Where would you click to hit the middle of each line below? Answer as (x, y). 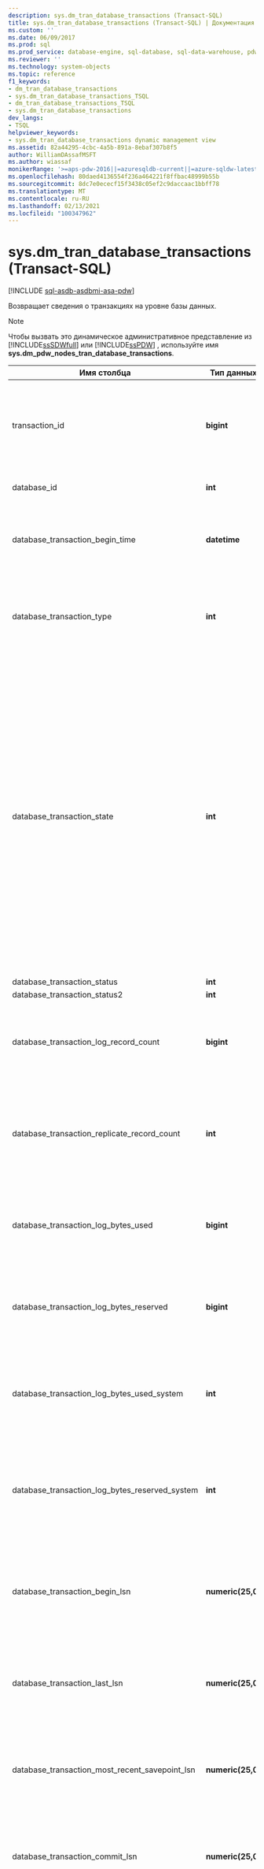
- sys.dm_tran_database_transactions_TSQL (79, 96)
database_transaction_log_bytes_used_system (97, 1394)
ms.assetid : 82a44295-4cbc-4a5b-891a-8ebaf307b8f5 (93, 147)
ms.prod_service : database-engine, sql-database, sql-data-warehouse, (126, 52)
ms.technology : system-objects (59, 67)
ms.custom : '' (31, 30)
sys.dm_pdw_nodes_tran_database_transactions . (91, 353)
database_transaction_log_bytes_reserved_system (105, 1490)
